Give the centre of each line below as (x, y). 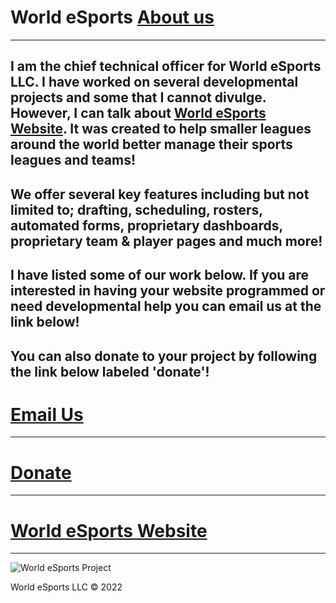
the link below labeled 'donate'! (110, 371)
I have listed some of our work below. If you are (160, 275)
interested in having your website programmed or (168, 291)
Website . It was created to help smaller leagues (161, 129)
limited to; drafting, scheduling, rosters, (136, 209)
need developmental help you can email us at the (166, 306)
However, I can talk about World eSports (138, 113)
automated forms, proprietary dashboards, (146, 225)
